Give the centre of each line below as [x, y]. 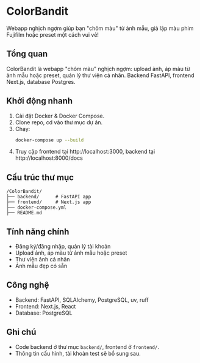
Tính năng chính [38, 232]
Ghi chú [21, 332]
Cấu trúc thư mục [40, 177]
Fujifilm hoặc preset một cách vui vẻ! [53, 34]
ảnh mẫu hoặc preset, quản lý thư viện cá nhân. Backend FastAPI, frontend [100, 75]
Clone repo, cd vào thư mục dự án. [59, 122]
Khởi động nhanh [40, 101]
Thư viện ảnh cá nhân [42, 260]
